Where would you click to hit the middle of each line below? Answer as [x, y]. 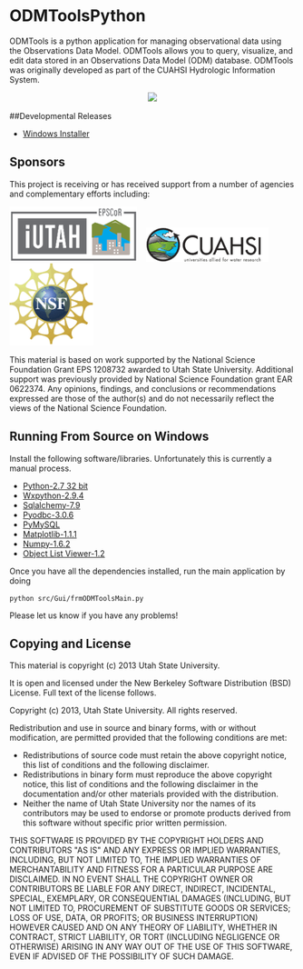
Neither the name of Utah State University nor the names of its [139, 804]
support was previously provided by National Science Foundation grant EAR [151, 379]
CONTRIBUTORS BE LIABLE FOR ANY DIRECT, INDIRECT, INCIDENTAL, [143, 889]
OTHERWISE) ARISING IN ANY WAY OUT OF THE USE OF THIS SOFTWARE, [151, 947]
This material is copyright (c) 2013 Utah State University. [115, 665]
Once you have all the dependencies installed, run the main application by [147, 571]
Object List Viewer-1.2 [64, 553]
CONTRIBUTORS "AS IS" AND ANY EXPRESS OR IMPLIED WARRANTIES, [145, 850]
